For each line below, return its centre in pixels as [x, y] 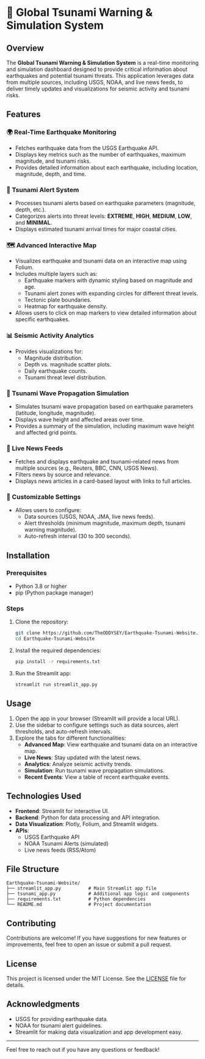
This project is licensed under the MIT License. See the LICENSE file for [96, 979]
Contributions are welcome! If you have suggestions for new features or [97, 938]
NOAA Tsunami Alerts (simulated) [66, 843]
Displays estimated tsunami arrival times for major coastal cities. [96, 229]
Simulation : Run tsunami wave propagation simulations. [94, 770]
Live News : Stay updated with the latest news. [83, 757]
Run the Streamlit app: [43, 674]
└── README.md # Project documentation [79, 905]
